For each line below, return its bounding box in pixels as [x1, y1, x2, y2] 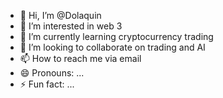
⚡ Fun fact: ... [19, 78, 75, 90]
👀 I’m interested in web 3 [19, 20, 123, 32]
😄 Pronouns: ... [19, 67, 85, 79]
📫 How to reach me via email [19, 53, 142, 64]
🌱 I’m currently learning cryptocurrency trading [19, 31, 214, 42]
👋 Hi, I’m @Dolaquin [19, 10, 102, 21]
